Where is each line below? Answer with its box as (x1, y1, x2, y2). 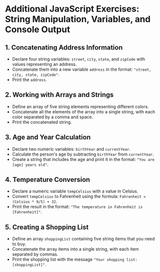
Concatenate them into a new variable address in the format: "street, (12, 66, 152, 72)
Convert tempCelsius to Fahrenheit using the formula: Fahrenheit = (12, 193, 146, 199)
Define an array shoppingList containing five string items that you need (12, 236, 155, 242)
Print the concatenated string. (12, 119, 72, 125)
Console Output (5, 24, 71, 35)
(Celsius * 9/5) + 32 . (12, 199, 57, 205)
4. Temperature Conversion (5, 176, 90, 184)
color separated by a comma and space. (12, 114, 93, 120)
